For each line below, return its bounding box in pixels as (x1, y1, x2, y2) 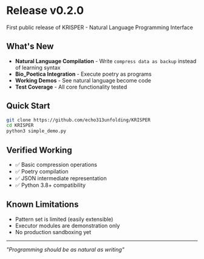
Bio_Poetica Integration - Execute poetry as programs (15, 70, 152, 78)
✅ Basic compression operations (15, 161, 97, 168)
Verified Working (6, 145, 72, 155)
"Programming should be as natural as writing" (6, 246, 124, 253)
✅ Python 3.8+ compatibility (15, 181, 86, 189)
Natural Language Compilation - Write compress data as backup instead (15, 57, 197, 64)
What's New (6, 41, 54, 52)
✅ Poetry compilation (15, 168, 69, 175)
